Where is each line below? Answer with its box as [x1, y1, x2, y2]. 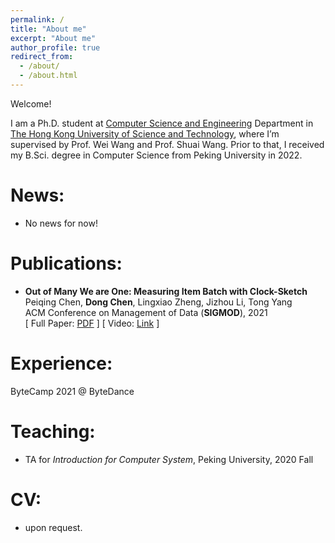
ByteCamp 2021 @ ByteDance [10, 385, 135, 397]
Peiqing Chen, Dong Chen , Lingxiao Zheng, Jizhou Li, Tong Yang [24, 296, 293, 308]
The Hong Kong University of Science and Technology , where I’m [10, 127, 280, 140]
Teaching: [10, 420, 96, 443]
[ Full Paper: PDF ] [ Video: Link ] [24, 317, 160, 329]
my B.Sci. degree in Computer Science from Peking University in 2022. [10, 149, 303, 161]
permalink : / [10, 14, 65, 25]
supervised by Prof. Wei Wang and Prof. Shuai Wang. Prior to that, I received [10, 138, 325, 150]
